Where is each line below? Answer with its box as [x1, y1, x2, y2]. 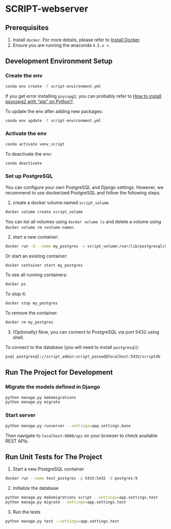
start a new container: [12, 233, 59, 240]
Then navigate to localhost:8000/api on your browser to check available [5, 432, 158, 438]
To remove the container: [5, 310, 58, 316]
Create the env [5, 72, 43, 79]
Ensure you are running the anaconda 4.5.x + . [12, 42, 110, 48]
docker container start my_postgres [5, 262, 83, 268]
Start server [5, 412, 36, 419]
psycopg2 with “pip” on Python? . [5, 98, 75, 104]
